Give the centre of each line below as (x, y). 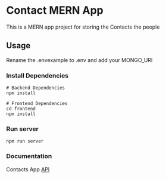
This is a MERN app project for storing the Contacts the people (83, 27)
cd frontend (21, 109)
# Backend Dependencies (36, 88)
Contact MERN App (55, 10)
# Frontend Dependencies (37, 104)
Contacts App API (28, 169)
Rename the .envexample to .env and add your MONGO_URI (79, 60)
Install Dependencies (37, 75)
